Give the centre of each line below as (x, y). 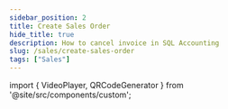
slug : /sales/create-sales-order (72, 51)
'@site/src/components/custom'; (71, 95)
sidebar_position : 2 (48, 18)
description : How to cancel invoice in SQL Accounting (114, 43)
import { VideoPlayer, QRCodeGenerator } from (96, 85)
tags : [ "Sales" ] (40, 59)
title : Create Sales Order (60, 26)
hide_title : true (42, 34)
